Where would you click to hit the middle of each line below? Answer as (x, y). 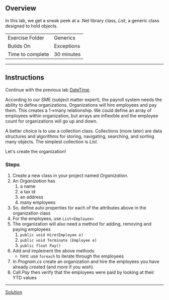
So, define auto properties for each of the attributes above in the (79, 207)
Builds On (19, 46)
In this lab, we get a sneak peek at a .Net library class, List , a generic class (82, 20)
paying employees (32, 229)
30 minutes (67, 54)
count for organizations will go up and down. (52, 121)
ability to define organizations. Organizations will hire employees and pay (81, 105)
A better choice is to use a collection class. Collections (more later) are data (84, 131)
